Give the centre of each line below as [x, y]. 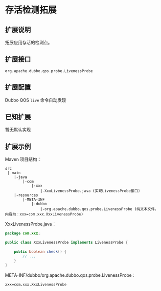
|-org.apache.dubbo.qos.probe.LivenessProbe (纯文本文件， [99, 209]
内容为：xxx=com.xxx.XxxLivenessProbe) [44, 214]
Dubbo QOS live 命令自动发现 [35, 100]
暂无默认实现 [18, 130]
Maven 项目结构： [23, 159]
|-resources [26, 195]
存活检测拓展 [31, 10]
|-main [14, 173]
